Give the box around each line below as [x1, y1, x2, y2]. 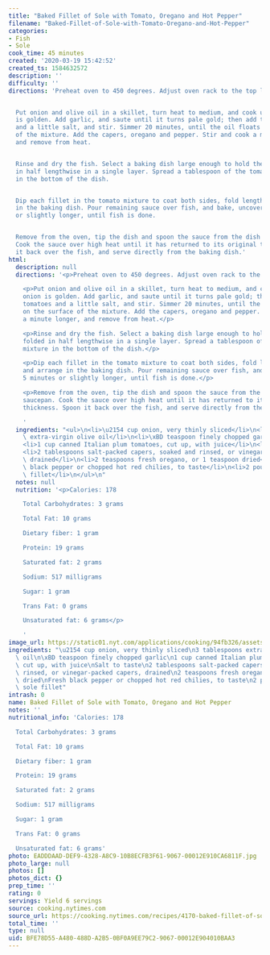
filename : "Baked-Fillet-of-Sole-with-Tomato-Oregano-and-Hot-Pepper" [8, 19, 250, 27]
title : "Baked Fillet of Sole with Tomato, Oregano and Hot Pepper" [8, 11, 243, 20]
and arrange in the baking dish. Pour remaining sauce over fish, [22, 367, 250, 375]
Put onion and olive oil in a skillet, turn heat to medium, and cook [15, 108, 257, 117]
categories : [8, 27, 48, 35]
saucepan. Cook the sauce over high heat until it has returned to [22, 396, 253, 404]
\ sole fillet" [15, 683, 67, 691]
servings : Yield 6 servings [8, 896, 103, 905]
